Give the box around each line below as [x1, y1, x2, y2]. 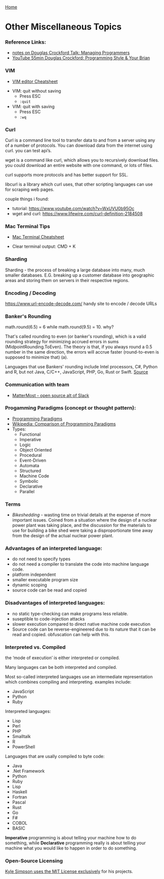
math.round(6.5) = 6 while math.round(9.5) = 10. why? [5, 324, 114, 330]
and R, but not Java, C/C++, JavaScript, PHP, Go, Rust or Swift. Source [5, 369, 148, 375]
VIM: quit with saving [12, 103, 55, 109]
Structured [19, 468, 42, 474]
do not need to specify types [12, 556, 71, 562]
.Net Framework [12, 768, 45, 774]
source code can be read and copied [12, 587, 87, 593]
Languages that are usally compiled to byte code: [5, 754, 105, 760]
